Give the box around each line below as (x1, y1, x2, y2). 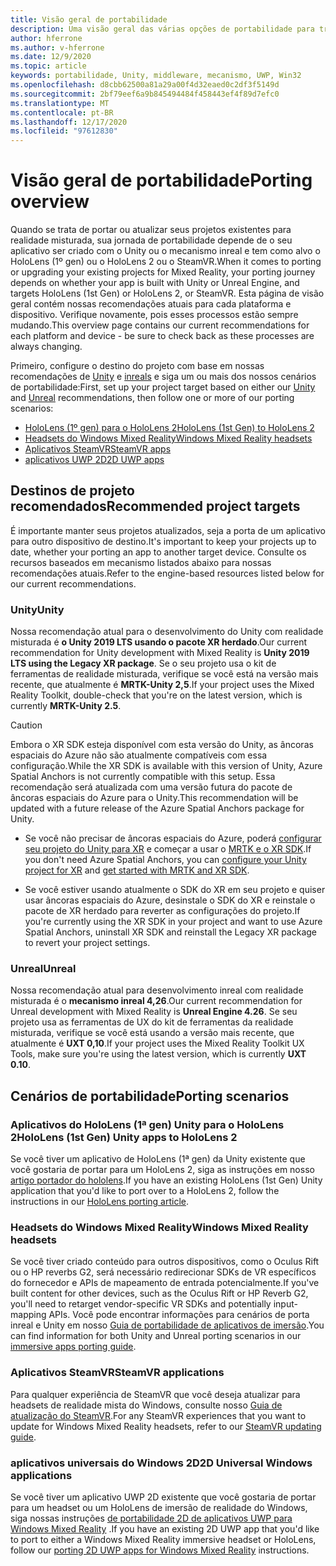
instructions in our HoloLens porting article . (10, 1196, 190, 1208)
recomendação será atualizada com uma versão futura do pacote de (10, 781, 293, 793)
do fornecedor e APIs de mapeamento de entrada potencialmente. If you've (10, 1277, 320, 1289)
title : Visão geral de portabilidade (10, 14, 168, 25)
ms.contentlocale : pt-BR (10, 107, 114, 118)
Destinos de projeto (10, 482, 135, 500)
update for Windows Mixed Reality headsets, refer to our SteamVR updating (10, 1420, 322, 1432)
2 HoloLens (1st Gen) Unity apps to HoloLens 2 (10, 1130, 238, 1144)
